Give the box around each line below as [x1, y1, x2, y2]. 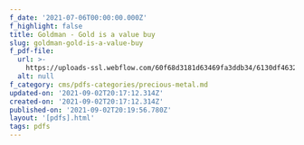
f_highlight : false [9, 22, 83, 31]
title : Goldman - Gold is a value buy [9, 30, 156, 39]
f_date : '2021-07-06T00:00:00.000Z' [9, 13, 147, 23]
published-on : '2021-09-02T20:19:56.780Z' [9, 105, 172, 114]
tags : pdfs [9, 122, 51, 131]
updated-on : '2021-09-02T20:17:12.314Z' [9, 88, 165, 97]
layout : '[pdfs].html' [9, 113, 95, 122]
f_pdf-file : [9, 47, 54, 56]
